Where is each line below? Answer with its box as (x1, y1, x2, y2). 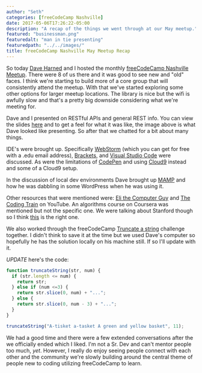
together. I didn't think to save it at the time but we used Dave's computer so (6, 231, 195, 238)
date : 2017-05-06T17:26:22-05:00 (6, 20, 90, 26)
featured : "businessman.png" (6, 31, 79, 37)
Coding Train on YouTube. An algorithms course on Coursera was (6, 200, 169, 208)
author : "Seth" (6, 8, 44, 15)
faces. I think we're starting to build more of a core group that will (6, 77, 168, 84)
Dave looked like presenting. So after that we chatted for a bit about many (6, 127, 189, 134)
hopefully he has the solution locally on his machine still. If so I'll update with (6, 238, 196, 245)
